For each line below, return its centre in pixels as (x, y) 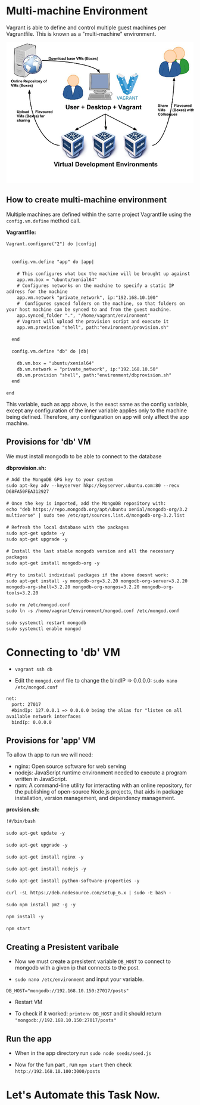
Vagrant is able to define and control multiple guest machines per (86, 27)
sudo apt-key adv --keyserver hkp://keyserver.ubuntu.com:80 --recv (93, 485)
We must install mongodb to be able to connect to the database (84, 456)
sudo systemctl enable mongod (44, 629)
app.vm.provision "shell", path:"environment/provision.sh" (93, 327)
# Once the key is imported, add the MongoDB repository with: (86, 503)
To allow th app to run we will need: (50, 755)
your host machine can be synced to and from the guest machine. (89, 309)
